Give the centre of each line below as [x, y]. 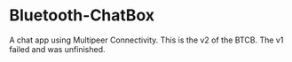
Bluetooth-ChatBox [82, 15]
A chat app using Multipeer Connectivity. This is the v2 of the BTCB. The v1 [146, 40]
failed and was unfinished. [57, 49]
